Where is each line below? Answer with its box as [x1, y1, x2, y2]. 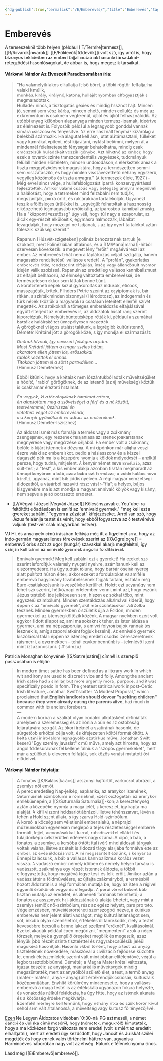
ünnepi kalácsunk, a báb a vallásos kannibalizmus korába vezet [16, 855, 144, 861]
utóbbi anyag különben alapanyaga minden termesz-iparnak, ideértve [16, 118, 157, 124]
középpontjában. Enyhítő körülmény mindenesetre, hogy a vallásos [16, 980, 151, 985]
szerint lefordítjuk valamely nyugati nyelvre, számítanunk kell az [16, 561, 145, 567]
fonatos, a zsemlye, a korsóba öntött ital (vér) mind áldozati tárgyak [16, 840, 152, 846]
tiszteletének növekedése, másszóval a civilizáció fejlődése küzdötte [16, 948, 154, 954]
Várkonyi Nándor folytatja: [5, 767, 60, 773]
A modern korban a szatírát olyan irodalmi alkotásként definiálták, [16, 714, 148, 720]
